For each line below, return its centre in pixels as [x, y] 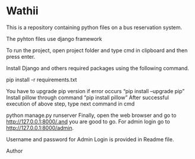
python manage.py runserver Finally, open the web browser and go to [91, 115]
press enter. [21, 56]
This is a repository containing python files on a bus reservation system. [94, 27]
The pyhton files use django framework [54, 39]
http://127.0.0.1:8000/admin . [40, 128]
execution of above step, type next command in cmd [71, 104]
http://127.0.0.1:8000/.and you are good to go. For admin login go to [88, 121]
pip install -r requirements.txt [41, 79]
